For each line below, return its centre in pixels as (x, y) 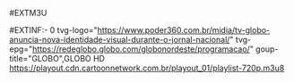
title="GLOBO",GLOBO (50, 58)
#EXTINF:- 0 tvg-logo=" (54, 30)
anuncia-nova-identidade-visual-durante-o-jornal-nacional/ (120, 40)
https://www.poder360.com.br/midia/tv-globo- (184, 30)
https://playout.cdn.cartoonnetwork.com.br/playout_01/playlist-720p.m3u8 (147, 68)
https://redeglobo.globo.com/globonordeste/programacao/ (142, 49)
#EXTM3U (28, 13)
